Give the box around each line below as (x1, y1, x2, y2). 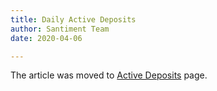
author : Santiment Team (10, 24, 110, 34)
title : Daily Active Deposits (10, 14, 137, 25)
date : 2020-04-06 (10, 33, 83, 43)
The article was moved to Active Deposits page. (10, 69, 208, 81)
